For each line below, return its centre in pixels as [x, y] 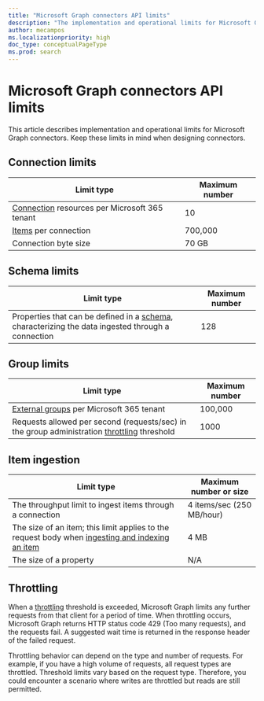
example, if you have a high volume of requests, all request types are [120, 664]
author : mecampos [37, 30]
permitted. [25, 689]
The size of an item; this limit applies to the [91, 528]
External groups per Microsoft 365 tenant [89, 409]
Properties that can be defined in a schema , [93, 316]
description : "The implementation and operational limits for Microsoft [130, 23]
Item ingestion [44, 460]
